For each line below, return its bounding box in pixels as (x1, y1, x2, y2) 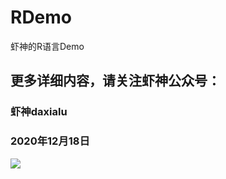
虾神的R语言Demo (10, 40, 85, 52)
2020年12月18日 (10, 134, 90, 148)
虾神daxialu (10, 105, 68, 119)
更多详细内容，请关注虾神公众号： (10, 72, 221, 90)
